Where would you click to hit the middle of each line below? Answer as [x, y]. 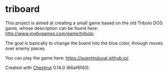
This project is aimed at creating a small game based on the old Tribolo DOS [84, 23]
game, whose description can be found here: [52, 28]
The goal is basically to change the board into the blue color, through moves [84, 43]
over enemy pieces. [26, 48]
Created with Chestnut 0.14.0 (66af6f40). [48, 68]
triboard [23, 9]
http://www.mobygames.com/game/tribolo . [50, 33]
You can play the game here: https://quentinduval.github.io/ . [67, 58]
